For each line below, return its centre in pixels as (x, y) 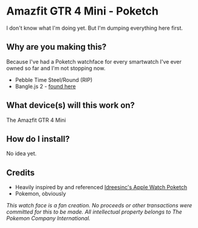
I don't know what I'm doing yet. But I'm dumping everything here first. (95, 28)
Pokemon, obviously (40, 194)
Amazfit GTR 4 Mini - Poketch (83, 11)
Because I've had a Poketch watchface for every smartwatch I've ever (94, 61)
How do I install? (38, 139)
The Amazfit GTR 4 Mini (36, 120)
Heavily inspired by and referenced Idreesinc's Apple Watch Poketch (101, 187)
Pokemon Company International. (49, 218)
